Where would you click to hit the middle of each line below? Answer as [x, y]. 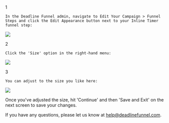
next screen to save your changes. [41, 105]
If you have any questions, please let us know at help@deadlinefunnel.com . [83, 115]
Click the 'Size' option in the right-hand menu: [58, 53]
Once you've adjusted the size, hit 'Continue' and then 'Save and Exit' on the [84, 100]
